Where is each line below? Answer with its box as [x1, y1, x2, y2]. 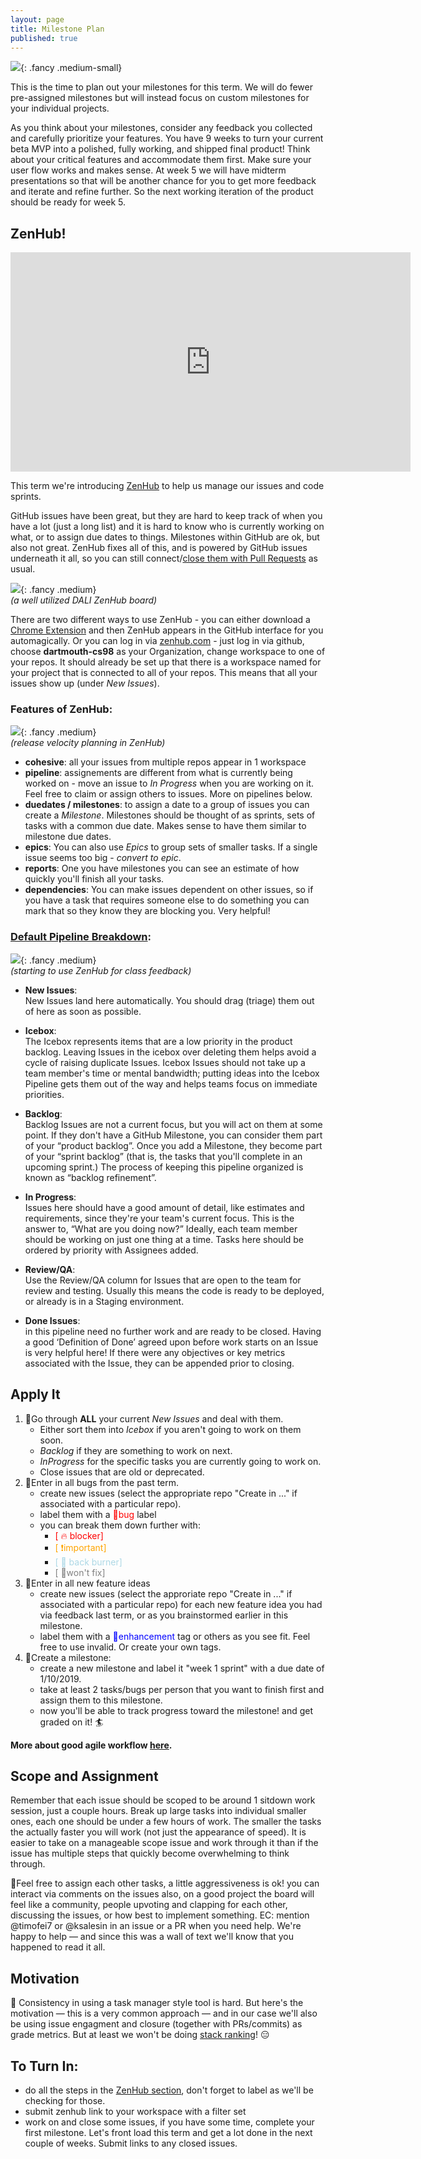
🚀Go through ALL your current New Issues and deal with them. [24, 1412, 284, 1425]
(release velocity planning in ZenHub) [10, 737, 166, 749]
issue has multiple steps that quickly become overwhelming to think [10, 1847, 290, 1860]
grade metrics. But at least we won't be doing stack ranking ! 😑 [10, 2029, 270, 2041]
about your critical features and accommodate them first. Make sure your [10, 154, 312, 166]
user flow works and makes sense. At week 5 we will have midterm [10, 164, 287, 176]
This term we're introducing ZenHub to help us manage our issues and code [10, 480, 325, 492]
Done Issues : [24, 1314, 81, 1326]
